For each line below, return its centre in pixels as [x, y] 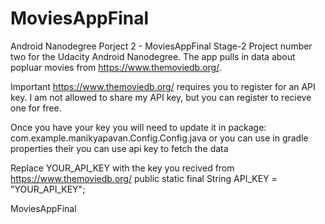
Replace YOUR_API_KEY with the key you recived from [122, 168]
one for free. [36, 108]
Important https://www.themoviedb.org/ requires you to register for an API [163, 86]
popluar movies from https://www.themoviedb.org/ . [116, 67]
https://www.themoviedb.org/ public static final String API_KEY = [144, 178]
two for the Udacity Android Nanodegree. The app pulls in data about [153, 56]
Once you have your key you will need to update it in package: [138, 127]
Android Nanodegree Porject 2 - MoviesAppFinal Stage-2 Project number [161, 46]
